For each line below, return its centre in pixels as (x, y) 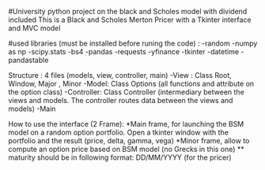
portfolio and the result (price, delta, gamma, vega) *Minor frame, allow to (129, 140)
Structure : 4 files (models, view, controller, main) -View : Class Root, (120, 75)
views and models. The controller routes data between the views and (121, 100)
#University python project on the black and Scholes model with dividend (128, 11)
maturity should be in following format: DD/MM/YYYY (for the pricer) (120, 157)
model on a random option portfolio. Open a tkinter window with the (119, 132)
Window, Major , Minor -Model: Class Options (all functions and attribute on (131, 83)
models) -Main (32, 109)
